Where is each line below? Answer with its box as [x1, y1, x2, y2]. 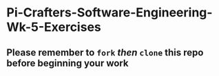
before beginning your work [6, 57, 129, 69]
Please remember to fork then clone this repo [6, 47, 204, 58]
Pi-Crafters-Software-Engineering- [6, 5, 213, 21]
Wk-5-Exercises [6, 19, 101, 35]
